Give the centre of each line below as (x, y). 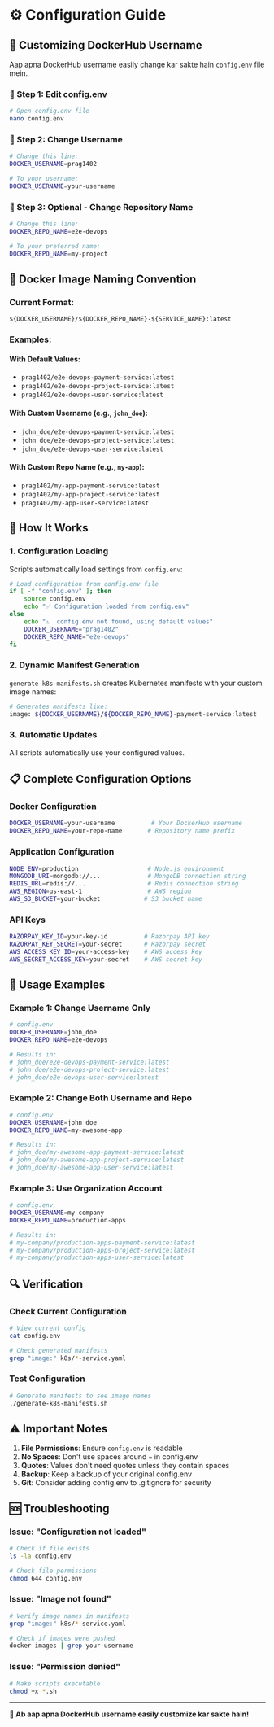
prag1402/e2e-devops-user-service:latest (92, 395)
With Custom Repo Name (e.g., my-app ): (77, 467)
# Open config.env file (50, 111)
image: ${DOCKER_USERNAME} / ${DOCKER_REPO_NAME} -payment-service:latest (133, 714)
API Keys (27, 920)
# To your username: (44, 179)
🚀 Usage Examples (57, 985)
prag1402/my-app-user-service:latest (85, 503)
